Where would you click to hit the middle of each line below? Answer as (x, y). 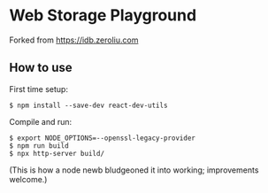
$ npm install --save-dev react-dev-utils (88, 105)
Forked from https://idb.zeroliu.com (74, 40)
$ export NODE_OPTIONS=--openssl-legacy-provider (103, 138)
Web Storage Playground (103, 15)
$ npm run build (39, 146)
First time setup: (39, 89)
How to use (41, 68)
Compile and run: (41, 121)
